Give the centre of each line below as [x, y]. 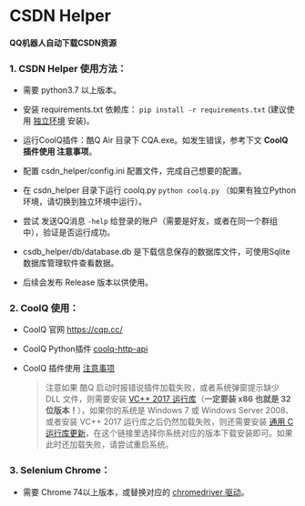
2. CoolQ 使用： [44, 308]
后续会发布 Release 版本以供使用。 [87, 282]
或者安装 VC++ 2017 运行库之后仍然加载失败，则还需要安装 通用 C [169, 422]
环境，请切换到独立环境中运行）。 [85, 202]
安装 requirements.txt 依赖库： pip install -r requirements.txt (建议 [154, 109]
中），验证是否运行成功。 [69, 232]
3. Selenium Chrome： [60, 471]
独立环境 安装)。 [64, 121]
